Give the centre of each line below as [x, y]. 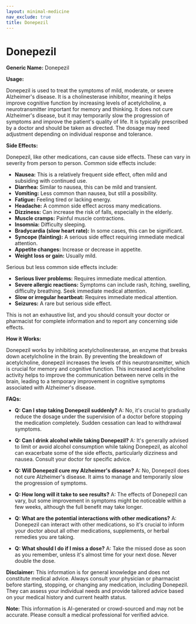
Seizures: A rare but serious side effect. [63, 304]
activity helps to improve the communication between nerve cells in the [92, 375]
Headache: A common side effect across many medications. [88, 206]
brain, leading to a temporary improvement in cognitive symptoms [86, 381]
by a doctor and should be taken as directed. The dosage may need [88, 128]
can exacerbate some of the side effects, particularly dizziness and [96, 453]
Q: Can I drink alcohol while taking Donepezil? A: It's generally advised [102, 441]
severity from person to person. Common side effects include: [81, 163]
